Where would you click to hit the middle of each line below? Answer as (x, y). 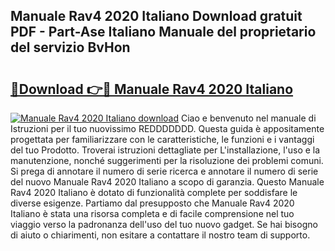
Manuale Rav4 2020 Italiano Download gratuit (156, 16)
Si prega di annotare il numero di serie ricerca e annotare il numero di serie (164, 171)
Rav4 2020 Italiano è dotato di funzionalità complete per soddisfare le (154, 192)
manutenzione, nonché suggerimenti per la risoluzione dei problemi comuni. (167, 160)
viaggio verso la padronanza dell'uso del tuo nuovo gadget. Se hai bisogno (164, 224)
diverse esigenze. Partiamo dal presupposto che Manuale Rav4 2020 (152, 203)
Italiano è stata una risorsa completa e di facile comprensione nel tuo (152, 213)
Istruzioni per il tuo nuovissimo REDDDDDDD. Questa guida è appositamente (167, 128)
